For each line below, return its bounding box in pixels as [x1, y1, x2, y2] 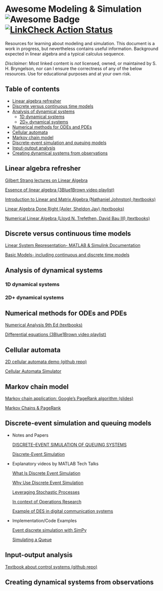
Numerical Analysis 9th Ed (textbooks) [5, 322, 83, 328]
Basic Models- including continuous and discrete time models [5, 252, 130, 258]
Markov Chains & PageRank [5, 405, 61, 411]
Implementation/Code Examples [12, 517, 77, 523]
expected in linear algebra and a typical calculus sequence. [5, 50, 125, 57]
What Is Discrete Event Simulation [12, 470, 81, 476]
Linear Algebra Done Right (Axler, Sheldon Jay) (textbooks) [5, 206, 125, 212]
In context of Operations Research [12, 498, 82, 504]
